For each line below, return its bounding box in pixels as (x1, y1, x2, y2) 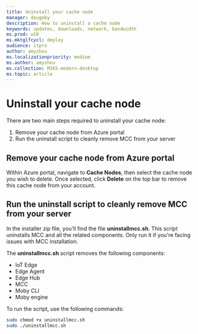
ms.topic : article (6, 71, 53, 77)
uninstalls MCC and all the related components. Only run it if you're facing (6, 231, 191, 238)
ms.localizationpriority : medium (6, 54, 91, 60)
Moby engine (15, 293, 48, 301)
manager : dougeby (6, 15, 50, 21)
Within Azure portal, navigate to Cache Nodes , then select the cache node (6, 169, 193, 176)
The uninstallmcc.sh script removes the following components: (6, 249, 165, 256)
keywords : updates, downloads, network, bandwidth (6, 25, 137, 32)
